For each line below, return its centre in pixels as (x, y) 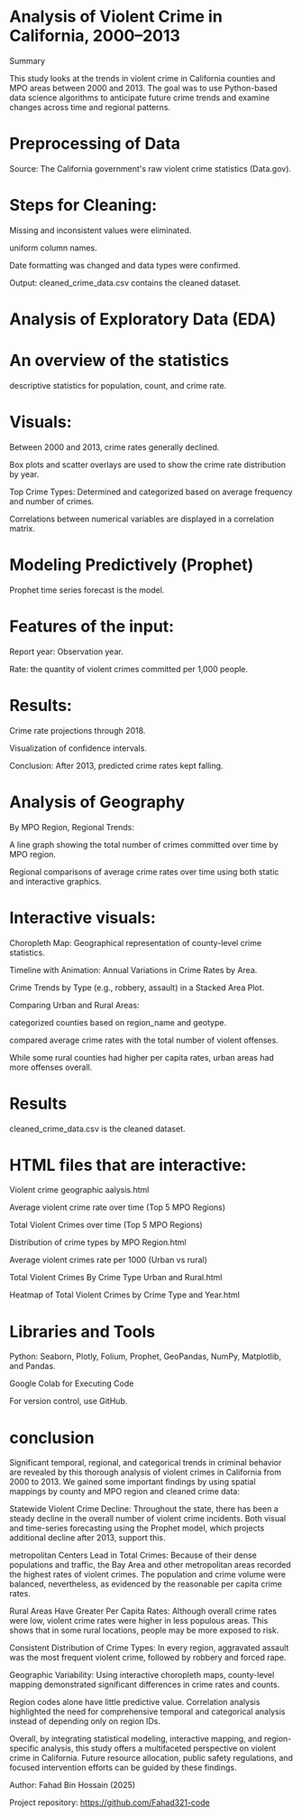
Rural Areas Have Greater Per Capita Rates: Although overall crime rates (143, 1611)
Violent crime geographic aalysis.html (79, 1190)
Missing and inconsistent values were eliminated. (101, 230)
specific (24, 1748)
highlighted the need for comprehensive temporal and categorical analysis (147, 1712)
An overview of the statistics (119, 361)
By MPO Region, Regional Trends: (72, 827)
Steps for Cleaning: (83, 206)
